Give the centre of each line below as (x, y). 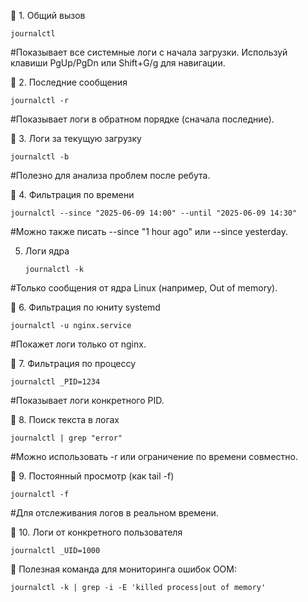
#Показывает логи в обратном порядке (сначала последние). (142, 119)
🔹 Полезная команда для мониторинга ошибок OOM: (123, 569)
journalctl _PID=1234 (55, 382)
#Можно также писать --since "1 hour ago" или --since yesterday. (149, 231)
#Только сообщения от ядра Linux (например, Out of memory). (144, 288)
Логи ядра (47, 251)
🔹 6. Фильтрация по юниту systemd (85, 307)
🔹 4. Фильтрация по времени (72, 194)
